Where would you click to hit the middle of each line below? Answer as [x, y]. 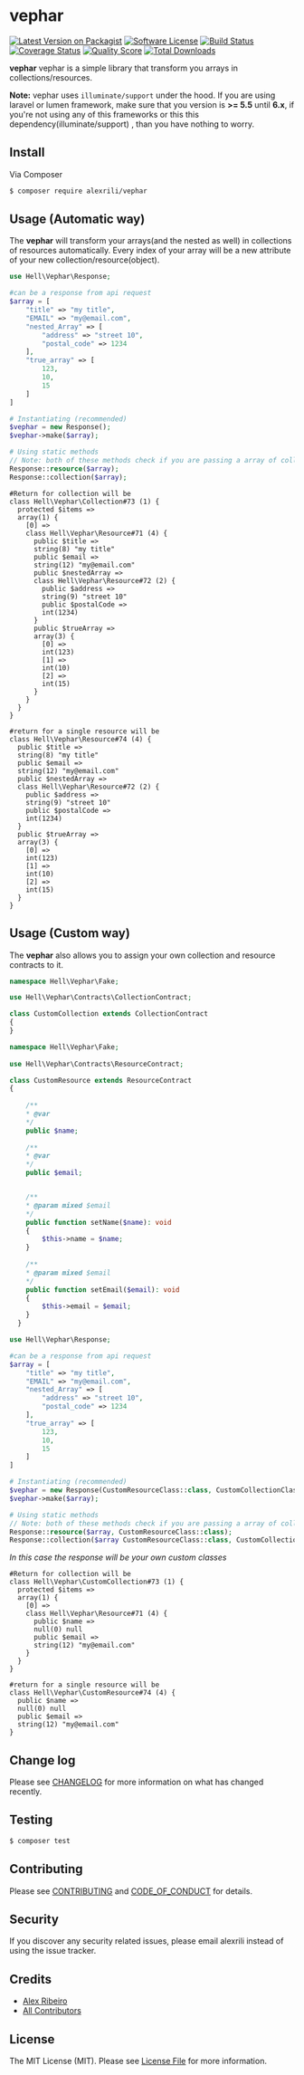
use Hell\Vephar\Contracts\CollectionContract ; [101, 998]
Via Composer [36, 174]
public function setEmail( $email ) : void [103, 1290]
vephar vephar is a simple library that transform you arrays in [123, 68]
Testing [31, 1820]
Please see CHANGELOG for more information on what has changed [137, 1782]
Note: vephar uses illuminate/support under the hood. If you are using [142, 95]
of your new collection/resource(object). [85, 260]
